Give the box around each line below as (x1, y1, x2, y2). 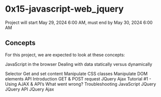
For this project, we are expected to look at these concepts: (5, 52, 125, 58)
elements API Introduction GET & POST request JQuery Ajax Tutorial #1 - (5, 76, 152, 81)
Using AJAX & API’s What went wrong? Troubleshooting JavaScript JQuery (5, 81, 157, 87)
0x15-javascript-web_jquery (5, 3, 124, 15)
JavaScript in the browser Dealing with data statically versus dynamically (5, 61, 153, 67)
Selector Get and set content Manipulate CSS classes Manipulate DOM (5, 71, 148, 77)
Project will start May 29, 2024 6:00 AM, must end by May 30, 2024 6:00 (5, 19, 153, 25)
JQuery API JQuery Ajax (5, 86, 54, 92)
